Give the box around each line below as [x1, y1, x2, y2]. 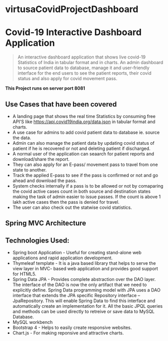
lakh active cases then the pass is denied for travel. [12, 199, 120, 205]
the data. [12, 135, 31, 141]
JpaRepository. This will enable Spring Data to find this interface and [12, 298, 155, 304]
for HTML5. [12, 271, 37, 277]
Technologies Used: [5, 236, 70, 245]
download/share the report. [12, 156, 70, 162]
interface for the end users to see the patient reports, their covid [17, 70, 152, 76]
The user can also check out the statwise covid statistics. [12, 204, 132, 210]
